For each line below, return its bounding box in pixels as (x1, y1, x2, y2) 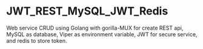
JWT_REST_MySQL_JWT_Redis (6, 4, 168, 18)
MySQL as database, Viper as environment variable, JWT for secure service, (6, 30, 198, 38)
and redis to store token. (6, 37, 67, 44)
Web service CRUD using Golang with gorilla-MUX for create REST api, (6, 24, 184, 31)
